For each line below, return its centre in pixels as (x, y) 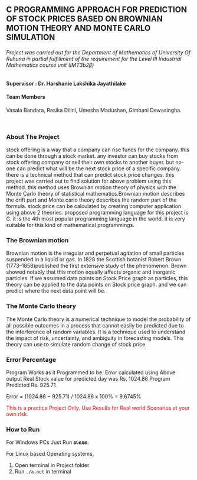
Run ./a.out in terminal (43, 472)
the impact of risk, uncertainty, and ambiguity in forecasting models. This (95, 338)
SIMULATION (31, 38)
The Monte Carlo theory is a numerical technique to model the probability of (98, 319)
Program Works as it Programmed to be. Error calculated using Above (91, 372)
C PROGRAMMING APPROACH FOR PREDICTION (97, 10)
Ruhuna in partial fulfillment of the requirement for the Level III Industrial (94, 59)
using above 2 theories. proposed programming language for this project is (97, 213)
